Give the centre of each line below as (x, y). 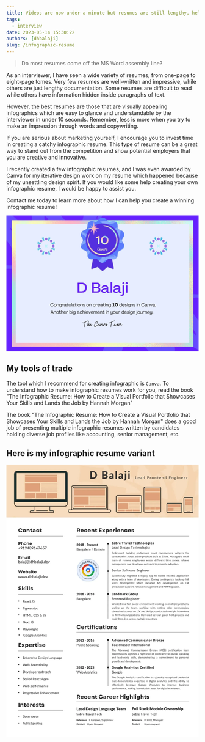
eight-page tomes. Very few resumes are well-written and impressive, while (102, 82)
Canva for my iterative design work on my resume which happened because (102, 175)
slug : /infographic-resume (41, 45)
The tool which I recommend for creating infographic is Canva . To (88, 383)
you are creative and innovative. (47, 157)
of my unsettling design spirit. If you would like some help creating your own (102, 182)
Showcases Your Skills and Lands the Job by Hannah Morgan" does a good (101, 421)
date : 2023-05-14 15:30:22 (41, 32)
